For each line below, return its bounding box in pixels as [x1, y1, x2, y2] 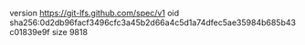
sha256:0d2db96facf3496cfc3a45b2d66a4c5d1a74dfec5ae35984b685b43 [9, 17, 297, 28]
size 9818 [51, 27, 89, 37]
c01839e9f [9, 27, 50, 37]
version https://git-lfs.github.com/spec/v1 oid [9, 8, 180, 18]
